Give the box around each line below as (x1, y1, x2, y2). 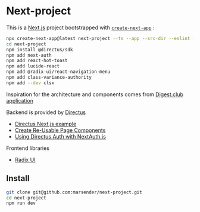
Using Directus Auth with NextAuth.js (14, 133, 106, 140)
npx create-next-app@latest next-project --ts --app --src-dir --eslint (6, 35, 190, 41)
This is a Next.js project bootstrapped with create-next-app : (6, 24, 155, 31)
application (6, 97, 34, 104)
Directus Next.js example (14, 120, 77, 127)
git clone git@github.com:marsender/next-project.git (6, 189, 143, 195)
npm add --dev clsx (6, 79, 55, 86)
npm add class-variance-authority (6, 75, 92, 81)
